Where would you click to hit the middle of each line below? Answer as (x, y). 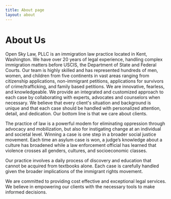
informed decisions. (26, 192)
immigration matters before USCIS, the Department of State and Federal (81, 65)
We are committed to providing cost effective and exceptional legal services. (86, 181)
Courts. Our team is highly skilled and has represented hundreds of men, (82, 70)
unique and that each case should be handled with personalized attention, (83, 108)
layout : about (20, 15)
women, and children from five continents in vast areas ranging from (77, 76)
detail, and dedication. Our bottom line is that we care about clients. (76, 114)
